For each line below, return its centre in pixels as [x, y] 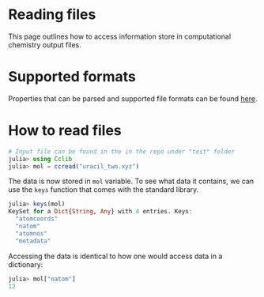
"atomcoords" [37, 219]
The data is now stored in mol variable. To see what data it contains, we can [131, 181]
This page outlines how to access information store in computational [120, 36]
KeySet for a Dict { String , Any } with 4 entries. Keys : [100, 212]
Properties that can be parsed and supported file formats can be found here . [133, 98]
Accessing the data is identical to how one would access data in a [115, 256]
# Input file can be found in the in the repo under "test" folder [122, 152]
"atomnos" [31, 233]
